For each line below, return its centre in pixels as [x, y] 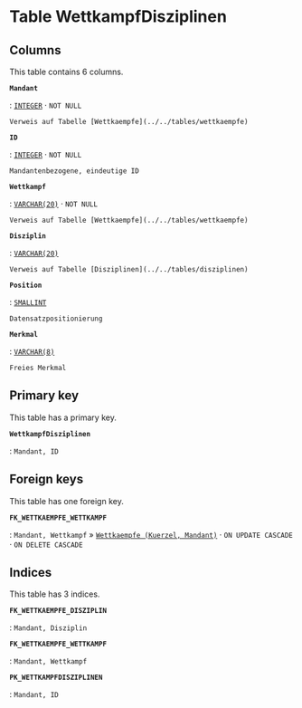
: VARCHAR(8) [32, 351]
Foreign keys [47, 479]
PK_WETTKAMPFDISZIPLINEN [56, 678]
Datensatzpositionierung [56, 319]
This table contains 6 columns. [66, 72]
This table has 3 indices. [55, 594]
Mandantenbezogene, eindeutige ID [75, 171]
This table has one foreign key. [66, 501]
